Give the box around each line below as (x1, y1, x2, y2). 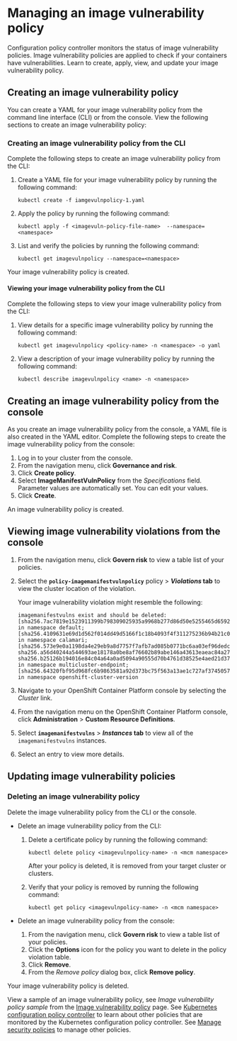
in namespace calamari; (17, 636, 88, 643)
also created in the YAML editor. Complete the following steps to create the (7, 432, 226, 441)
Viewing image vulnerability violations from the (7, 526, 221, 538)
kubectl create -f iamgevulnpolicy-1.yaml (17, 197, 145, 204)
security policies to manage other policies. (7, 1025, 131, 1034)
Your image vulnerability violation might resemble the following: (17, 597, 203, 607)
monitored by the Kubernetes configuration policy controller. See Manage (7, 1018, 221, 1026)
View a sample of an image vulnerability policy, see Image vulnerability (7, 995, 214, 1003)
